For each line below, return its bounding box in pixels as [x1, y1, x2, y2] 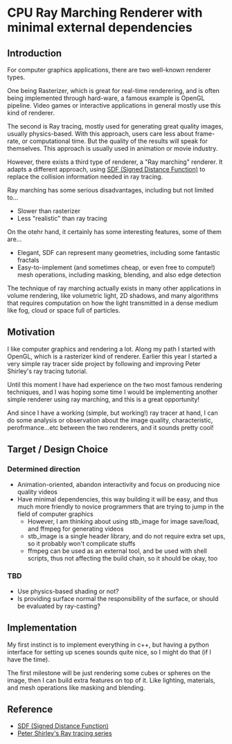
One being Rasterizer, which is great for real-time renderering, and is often [7, 87, 220, 94]
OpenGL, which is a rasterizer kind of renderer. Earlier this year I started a [7, 352, 217, 361]
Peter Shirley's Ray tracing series [17, 729, 112, 738]
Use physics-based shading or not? [17, 587, 119, 595]
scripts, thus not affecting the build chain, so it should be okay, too [27, 554, 218, 562]
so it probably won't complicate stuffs [27, 539, 136, 547]
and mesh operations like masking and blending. [7, 683, 145, 692]
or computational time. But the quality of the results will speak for [21, 137, 208, 145]
